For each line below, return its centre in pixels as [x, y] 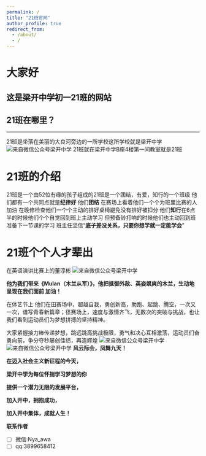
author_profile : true [34, 23]
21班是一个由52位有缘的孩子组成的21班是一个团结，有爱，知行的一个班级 [98, 195]
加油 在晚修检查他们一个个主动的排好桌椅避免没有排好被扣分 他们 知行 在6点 [101, 210]
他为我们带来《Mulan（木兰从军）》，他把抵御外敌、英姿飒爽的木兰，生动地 [101, 284]
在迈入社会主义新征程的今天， [44, 361]
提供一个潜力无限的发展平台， [44, 387]
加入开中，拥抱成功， [33, 400]
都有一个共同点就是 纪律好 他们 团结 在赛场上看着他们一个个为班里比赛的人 [104, 203]
